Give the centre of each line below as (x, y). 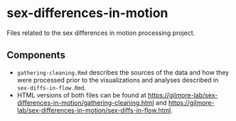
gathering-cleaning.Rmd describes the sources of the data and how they (123, 72)
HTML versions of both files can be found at (81, 95)
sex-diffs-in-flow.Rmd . (52, 88)
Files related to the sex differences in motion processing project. (101, 33)
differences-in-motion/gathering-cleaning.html (85, 102)
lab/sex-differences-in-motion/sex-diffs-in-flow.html (94, 110)
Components (36, 55)
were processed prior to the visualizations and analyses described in (118, 80)
